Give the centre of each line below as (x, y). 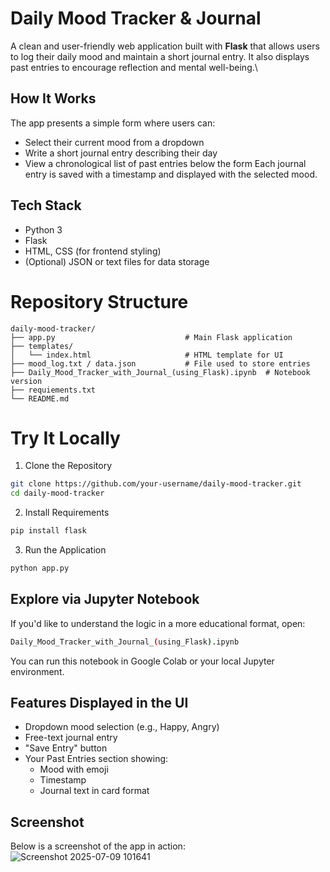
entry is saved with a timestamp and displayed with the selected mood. (171, 174)
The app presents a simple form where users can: (113, 123)
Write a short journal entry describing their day (121, 153)
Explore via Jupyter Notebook (105, 599)
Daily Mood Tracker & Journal (136, 18)
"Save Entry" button (66, 748)
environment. (37, 671)
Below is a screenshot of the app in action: (98, 846)
